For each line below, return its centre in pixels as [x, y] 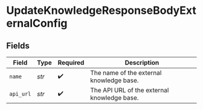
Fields [18, 46]
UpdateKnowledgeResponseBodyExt [101, 11]
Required [71, 63]
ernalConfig [37, 23]
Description [142, 63]
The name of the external [126, 73]
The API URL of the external [130, 90]
